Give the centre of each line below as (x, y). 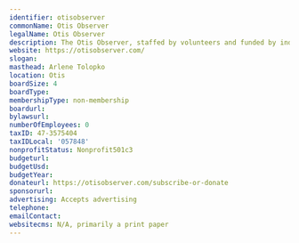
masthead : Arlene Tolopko (57, 68)
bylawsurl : (29, 117)
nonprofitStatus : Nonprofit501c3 (71, 150)
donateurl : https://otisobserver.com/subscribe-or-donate (119, 183)
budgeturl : (29, 158)
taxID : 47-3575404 (43, 134)
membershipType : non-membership (69, 100)
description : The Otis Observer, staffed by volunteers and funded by (143, 42)
